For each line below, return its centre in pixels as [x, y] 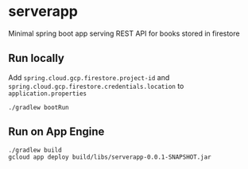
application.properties [48, 94]
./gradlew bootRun [39, 107]
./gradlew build [35, 150]
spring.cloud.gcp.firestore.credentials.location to [96, 86]
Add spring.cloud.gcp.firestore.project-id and [89, 77]
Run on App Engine [56, 132]
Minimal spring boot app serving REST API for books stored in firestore [124, 33]
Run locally [37, 58]
